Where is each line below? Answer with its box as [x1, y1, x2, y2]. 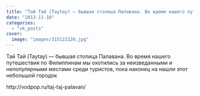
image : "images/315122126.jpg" [11, 36, 89, 42]
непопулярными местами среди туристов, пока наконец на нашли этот [6, 66, 188, 72]
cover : [6, 31, 23, 37]
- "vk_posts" [11, 25, 44, 32]
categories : [6, 20, 36, 26]
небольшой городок [6, 72, 58, 79]
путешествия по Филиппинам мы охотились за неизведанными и [6, 59, 173, 66]
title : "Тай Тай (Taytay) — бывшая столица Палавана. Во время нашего [6, 8, 185, 15]
